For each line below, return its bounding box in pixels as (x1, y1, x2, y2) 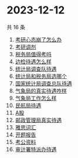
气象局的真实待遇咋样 (15, 87, 67, 94)
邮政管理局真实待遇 (15, 116, 62, 123)
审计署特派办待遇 (15, 146, 57, 153)
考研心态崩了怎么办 (15, 36, 62, 43)
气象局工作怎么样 (15, 94, 57, 101)
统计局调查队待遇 (15, 65, 57, 72)
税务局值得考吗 (15, 50, 52, 57)
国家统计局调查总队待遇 (15, 80, 72, 87)
